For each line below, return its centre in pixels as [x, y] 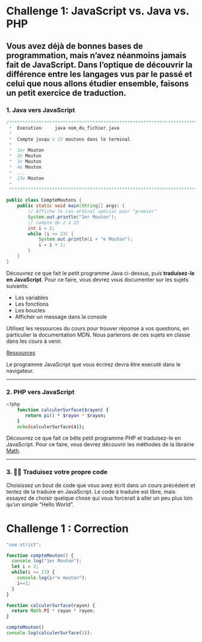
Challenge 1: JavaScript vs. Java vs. [98, 11]
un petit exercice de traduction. [66, 93]
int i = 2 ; [41, 228]
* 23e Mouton [26, 178]
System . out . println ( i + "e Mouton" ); [86, 239]
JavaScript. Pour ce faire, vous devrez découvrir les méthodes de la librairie [100, 444]
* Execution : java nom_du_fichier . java [64, 128]
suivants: [17, 286]
